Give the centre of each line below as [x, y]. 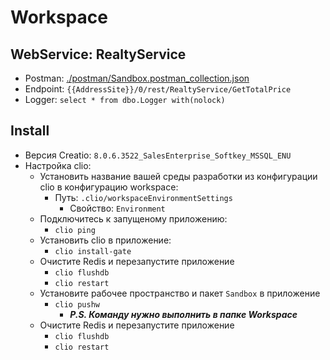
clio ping [75, 230]
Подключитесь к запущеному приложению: [133, 218]
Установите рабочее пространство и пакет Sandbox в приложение [180, 293]
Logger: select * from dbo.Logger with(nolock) [125, 99]
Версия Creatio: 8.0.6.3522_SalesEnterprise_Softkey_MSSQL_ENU [158, 155]
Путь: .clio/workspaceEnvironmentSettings [143, 197]
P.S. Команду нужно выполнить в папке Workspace [183, 314]
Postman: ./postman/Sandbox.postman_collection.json [137, 78]
